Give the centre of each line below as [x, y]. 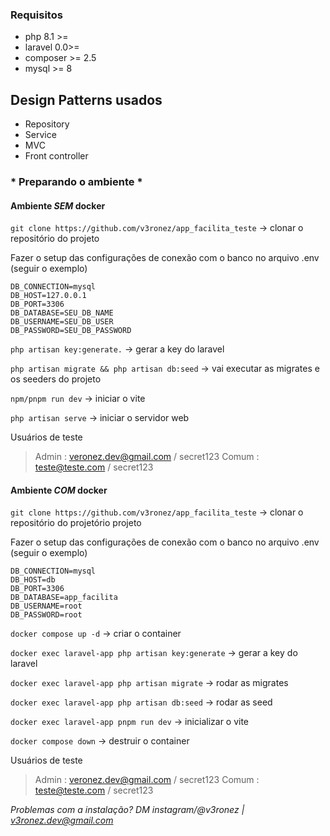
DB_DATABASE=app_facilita [64, 598]
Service [40, 135]
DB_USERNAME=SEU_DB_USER [62, 322]
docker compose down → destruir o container [100, 741]
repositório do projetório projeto [76, 523]
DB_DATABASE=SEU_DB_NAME [62, 313]
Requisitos [36, 15]
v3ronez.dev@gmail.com [62, 820]
